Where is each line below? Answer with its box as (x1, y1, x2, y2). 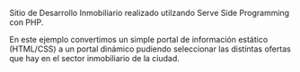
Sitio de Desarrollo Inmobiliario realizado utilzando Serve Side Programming (9, 8, 290, 18)
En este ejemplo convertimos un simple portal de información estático (9, 35, 269, 44)
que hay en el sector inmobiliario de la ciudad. (9, 53, 180, 63)
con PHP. (9, 17, 44, 28)
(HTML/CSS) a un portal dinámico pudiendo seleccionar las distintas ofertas (9, 44, 292, 54)
